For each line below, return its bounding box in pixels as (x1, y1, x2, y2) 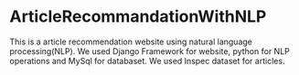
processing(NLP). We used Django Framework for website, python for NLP (9, 45, 290, 56)
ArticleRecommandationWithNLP (9, 6, 267, 27)
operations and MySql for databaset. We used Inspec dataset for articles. (9, 55, 285, 66)
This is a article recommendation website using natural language (9, 36, 253, 47)
